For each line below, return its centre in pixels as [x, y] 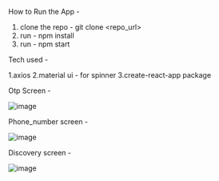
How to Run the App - [44, 12]
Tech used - [28, 60]
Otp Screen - [30, 90]
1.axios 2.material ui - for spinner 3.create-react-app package [110, 75]
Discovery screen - [40, 153]
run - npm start [45, 44]
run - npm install [47, 36]
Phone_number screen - [48, 122]
